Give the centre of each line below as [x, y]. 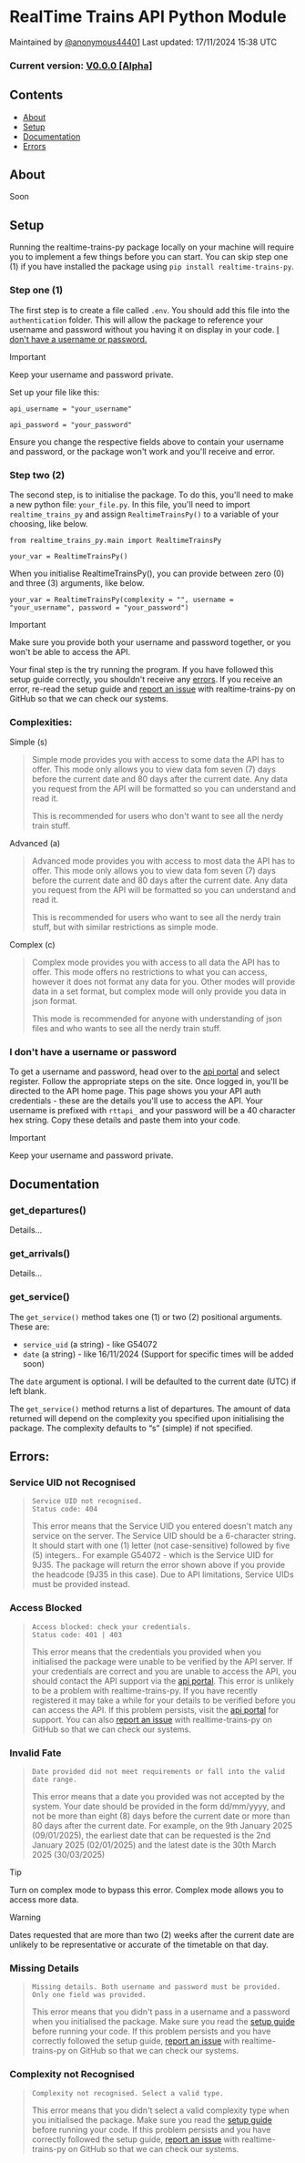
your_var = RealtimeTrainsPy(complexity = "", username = [122, 600]
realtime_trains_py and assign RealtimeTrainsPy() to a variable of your [144, 514]
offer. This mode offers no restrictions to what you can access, [149, 972]
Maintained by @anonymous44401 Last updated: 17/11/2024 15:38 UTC [143, 42]
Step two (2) [37, 475]
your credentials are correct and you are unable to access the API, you [164, 1671]
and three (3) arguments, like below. [77, 583]
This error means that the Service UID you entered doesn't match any [162, 1526]
